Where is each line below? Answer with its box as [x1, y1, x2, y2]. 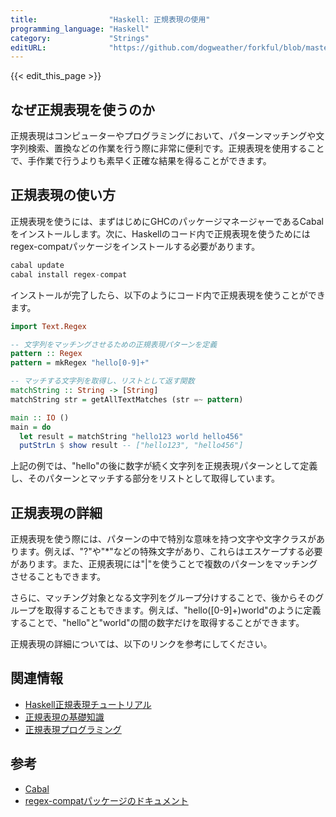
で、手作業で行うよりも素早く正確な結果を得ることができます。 [10, 155, 272, 167]
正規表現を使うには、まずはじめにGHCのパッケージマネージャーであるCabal [10, 215, 324, 227]
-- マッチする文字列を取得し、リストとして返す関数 [10, 376, 195, 386]
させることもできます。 [10, 571, 107, 583]
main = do [10, 422, 52, 432]
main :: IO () [10, 412, 70, 423]
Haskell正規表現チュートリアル [24, 698, 152, 710]
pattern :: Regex [10, 349, 83, 359]
